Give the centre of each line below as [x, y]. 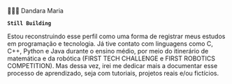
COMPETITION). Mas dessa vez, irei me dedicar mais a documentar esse [113, 66]
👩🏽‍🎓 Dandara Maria [36, 11]
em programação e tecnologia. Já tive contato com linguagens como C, [110, 44]
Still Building [29, 24]
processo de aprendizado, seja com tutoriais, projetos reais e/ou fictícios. [113, 73]
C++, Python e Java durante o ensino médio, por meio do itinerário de [108, 51]
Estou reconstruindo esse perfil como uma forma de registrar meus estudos [116, 36]
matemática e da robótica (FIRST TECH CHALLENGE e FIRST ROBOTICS [111, 58]
